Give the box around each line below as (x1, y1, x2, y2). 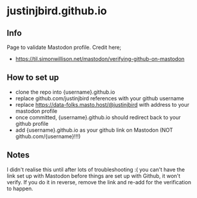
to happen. (7, 185, 33, 192)
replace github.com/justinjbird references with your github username (15, 94, 185, 102)
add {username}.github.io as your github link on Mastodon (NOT (15, 126, 173, 134)
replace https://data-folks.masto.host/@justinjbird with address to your (15, 101, 190, 108)
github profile (15, 120, 49, 127)
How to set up (7, 73, 59, 83)
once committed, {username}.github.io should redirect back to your (15, 113, 181, 120)
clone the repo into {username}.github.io (15, 88, 115, 95)
